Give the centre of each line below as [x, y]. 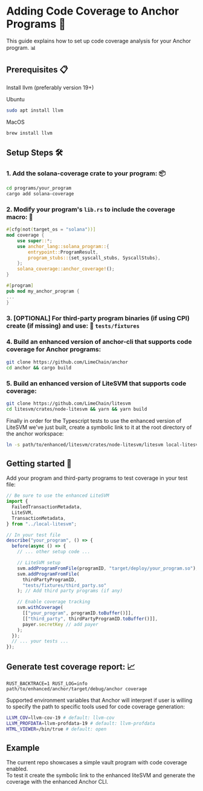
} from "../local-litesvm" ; [42, 524]
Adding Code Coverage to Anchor [93, 11]
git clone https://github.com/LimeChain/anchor [67, 362]
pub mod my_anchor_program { [43, 291]
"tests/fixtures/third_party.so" [64, 585]
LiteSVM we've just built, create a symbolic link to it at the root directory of [99, 427]
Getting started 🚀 [39, 463]
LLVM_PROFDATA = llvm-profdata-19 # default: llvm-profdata [81, 723]
